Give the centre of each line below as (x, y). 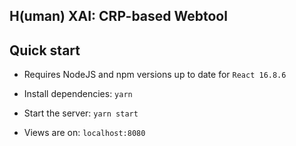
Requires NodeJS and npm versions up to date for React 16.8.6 (155, 75)
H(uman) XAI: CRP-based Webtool (118, 16)
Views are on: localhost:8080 (84, 133)
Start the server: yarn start (81, 113)
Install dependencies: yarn (78, 94)
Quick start (45, 50)
